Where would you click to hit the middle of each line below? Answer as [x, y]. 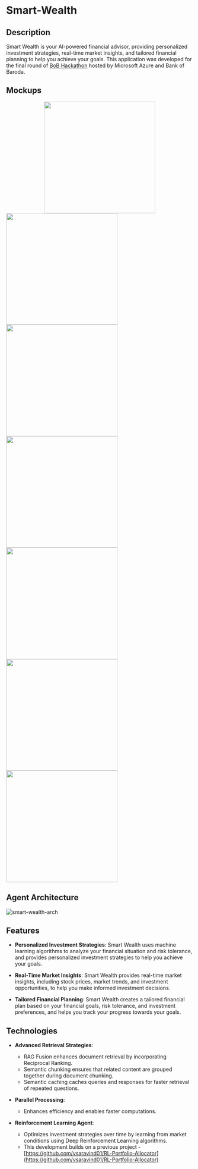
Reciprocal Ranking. [48, 1063]
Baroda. [16, 72]
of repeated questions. [51, 1088]
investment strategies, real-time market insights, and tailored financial [91, 53]
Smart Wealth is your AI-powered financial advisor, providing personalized [97, 46]
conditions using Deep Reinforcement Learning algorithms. [95, 1141]
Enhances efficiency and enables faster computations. [90, 1111]
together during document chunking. [68, 1076]
